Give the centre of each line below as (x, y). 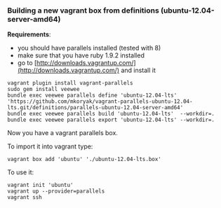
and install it (139, 70)
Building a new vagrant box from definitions (83, 11)
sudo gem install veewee (43, 90)
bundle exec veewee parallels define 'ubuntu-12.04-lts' (92, 96)
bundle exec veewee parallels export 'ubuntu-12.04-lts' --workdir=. (111, 120)
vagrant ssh (25, 197)
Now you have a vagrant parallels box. (62, 133)
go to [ (27, 63)
